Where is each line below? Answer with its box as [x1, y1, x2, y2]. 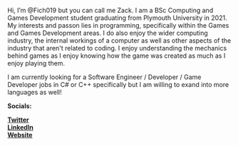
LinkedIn [7, 123, 34, 131]
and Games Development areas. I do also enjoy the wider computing [7, 28, 208, 37]
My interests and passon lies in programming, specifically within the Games [7, 21, 229, 29]
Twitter [7, 115, 30, 124]
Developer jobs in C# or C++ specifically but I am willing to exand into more [7, 80, 229, 88]
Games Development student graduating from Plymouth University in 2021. [7, 14, 227, 22]
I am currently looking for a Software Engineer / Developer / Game [7, 73, 202, 81]
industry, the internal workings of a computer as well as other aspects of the [7, 36, 232, 45]
